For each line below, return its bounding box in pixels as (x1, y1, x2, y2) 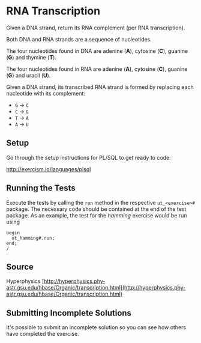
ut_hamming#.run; (11, 235, 55, 241)
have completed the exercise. (6, 330, 79, 338)
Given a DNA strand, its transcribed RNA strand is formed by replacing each (6, 83, 194, 91)
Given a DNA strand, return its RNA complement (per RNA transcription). (6, 24, 185, 31)
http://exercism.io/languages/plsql (6, 165, 91, 172)
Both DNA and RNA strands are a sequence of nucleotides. (6, 35, 152, 43)
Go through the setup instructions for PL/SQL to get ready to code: (6, 154, 171, 161)
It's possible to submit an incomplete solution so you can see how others (6, 324, 187, 331)
